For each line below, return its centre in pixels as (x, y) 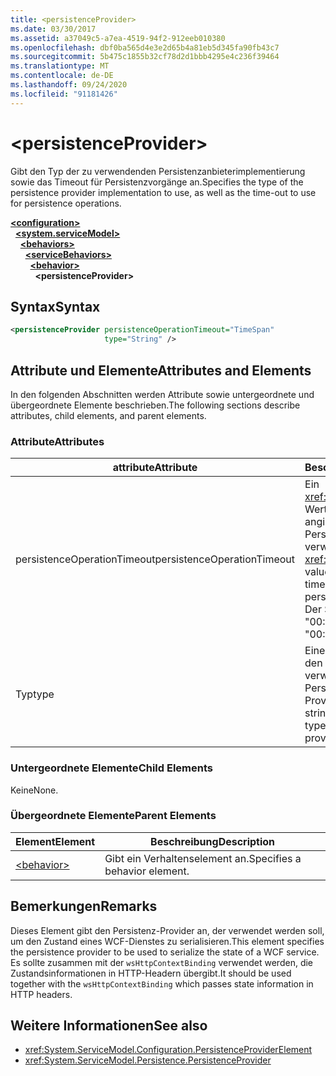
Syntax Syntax (55, 306)
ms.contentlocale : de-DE (62, 76)
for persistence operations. (66, 203)
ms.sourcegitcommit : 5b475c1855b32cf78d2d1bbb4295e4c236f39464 (145, 57)
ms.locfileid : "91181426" (64, 94)
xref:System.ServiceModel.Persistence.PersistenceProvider (148, 1060)
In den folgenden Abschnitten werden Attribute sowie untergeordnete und (162, 394)
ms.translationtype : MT (60, 66)
